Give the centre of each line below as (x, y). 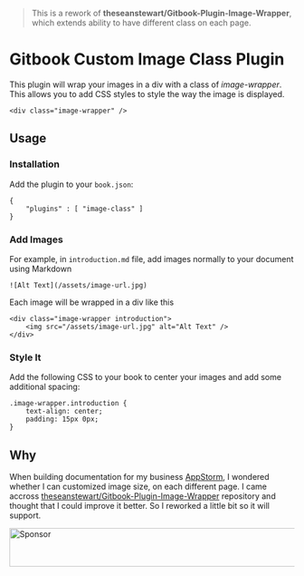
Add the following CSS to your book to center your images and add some (146, 377)
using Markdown (41, 268)
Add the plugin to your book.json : (71, 184)
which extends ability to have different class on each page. (141, 23)
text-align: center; (64, 412)
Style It (25, 357)
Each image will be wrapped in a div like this (92, 302)
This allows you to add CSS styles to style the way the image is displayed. (147, 93)
